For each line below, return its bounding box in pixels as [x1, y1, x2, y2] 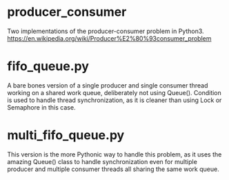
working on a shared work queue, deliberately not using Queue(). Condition [7, 88, 222, 97]
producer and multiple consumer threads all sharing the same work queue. [7, 165, 219, 173]
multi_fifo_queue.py [7, 128, 125, 143]
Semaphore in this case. [7, 103, 76, 111]
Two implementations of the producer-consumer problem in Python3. [7, 27, 205, 35]
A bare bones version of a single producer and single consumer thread [7, 81, 208, 90]
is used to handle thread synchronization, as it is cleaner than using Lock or [7, 96, 222, 104]
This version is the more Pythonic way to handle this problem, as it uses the [7, 150, 222, 159]
